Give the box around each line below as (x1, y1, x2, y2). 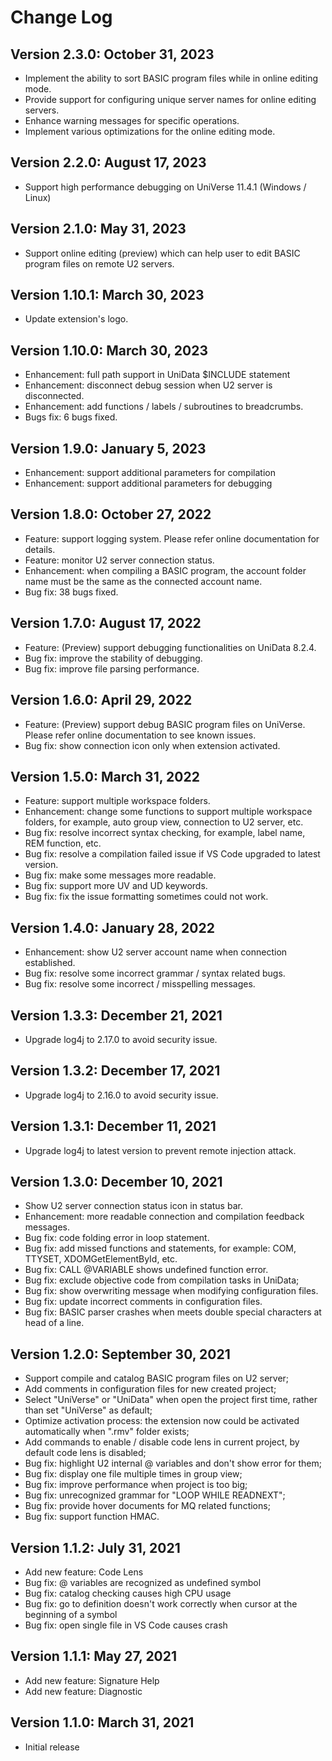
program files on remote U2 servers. (24, 257, 175, 270)
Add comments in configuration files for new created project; (24, 1383, 277, 1395)
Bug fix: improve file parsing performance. (24, 662, 200, 675)
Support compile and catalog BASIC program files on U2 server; (24, 1372, 290, 1385)
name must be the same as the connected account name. (24, 575, 263, 587)
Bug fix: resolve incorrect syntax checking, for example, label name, (24, 827, 306, 839)
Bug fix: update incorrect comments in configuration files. (24, 1296, 263, 1308)
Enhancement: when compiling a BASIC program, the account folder (24, 564, 307, 576)
